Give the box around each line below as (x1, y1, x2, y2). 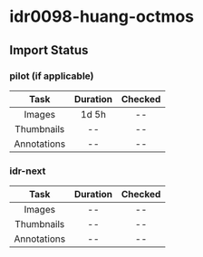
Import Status (9, 43, 89, 58)
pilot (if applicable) (9, 70, 94, 82)
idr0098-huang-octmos (9, 6, 195, 27)
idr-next (9, 165, 46, 177)
